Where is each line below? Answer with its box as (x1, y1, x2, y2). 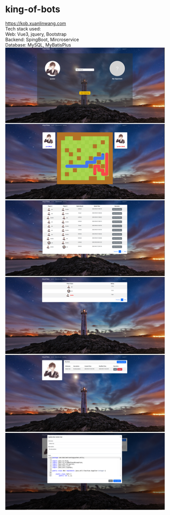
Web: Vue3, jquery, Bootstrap (5, 31, 67, 37)
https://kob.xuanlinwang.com (5, 20, 66, 26)
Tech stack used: (5, 25, 41, 31)
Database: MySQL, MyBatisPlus (5, 42, 71, 48)
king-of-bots (5, 4, 61, 15)
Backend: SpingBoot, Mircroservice (5, 36, 79, 43)
